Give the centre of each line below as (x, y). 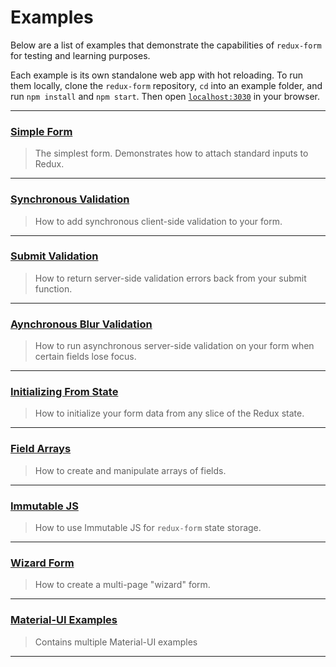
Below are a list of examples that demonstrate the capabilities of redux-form (166, 45)
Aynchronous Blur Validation (81, 324)
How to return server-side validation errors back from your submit (170, 278)
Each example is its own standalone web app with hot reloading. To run (157, 75)
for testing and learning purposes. (80, 55)
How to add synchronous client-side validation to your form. (158, 221)
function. (53, 288)
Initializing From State (64, 392)
